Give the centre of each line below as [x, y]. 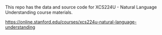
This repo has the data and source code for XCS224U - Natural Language [81, 7]
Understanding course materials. [39, 12]
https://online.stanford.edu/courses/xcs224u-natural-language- [71, 22]
